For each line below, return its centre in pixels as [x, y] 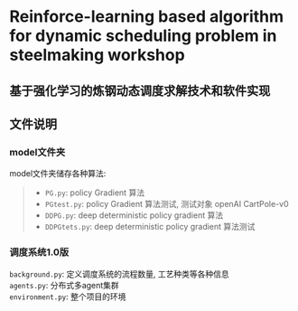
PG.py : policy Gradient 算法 [95, 193]
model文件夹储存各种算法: [58, 174]
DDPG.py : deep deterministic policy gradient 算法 [134, 215]
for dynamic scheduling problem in [143, 36]
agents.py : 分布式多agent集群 [64, 285]
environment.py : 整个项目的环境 [68, 297]
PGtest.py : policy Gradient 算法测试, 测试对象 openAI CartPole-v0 [167, 204]
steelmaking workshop [97, 55]
